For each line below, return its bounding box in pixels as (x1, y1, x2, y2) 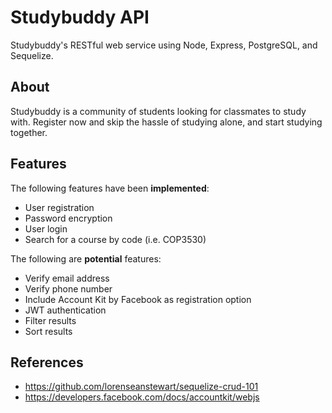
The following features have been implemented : (10, 182, 210, 194)
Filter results (24, 314, 77, 326)
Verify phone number (24, 282, 113, 295)
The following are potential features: (10, 252, 162, 265)
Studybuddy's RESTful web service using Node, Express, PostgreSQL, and (10, 39, 318, 51)
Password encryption (24, 212, 113, 224)
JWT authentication (24, 304, 107, 316)
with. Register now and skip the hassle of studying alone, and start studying (10, 116, 323, 128)
